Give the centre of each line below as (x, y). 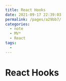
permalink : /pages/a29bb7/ (33, 19)
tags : (11, 43)
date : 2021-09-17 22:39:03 (33, 15)
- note (16, 29)
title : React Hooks (25, 10)
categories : (17, 24)
